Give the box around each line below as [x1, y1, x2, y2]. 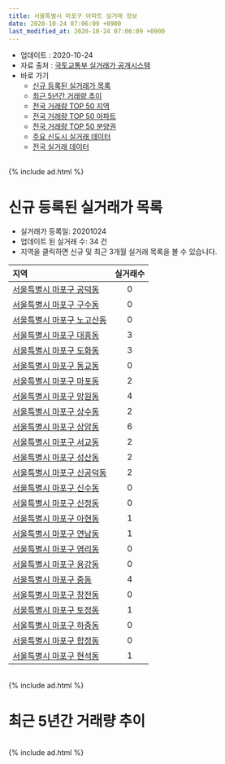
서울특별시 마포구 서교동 [12, 437, 100, 448]
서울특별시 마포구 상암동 [12, 421, 100, 432]
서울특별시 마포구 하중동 [12, 620, 100, 631]
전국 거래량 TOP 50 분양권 [32, 121, 116, 131]
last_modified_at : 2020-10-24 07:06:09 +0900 [8, 27, 165, 35]
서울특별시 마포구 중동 [12, 574, 92, 586]
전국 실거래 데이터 [32, 142, 89, 151]
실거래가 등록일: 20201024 [19, 226, 107, 236]
